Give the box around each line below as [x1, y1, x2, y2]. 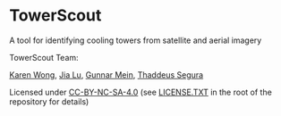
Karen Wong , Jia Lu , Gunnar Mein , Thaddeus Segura [9, 69, 204, 80]
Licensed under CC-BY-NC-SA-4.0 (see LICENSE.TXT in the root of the [9, 87, 273, 97]
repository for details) [9, 95, 89, 107]
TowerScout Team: [9, 52, 79, 62]
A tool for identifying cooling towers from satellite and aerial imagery [9, 35, 262, 46]
